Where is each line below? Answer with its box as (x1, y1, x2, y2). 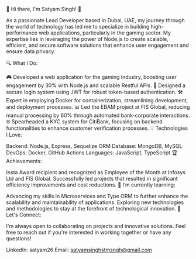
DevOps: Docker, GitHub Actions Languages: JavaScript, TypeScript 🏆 (6, 149, 178, 156)
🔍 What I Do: (6, 60, 38, 67)
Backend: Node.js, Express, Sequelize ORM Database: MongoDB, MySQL (6, 143, 183, 149)
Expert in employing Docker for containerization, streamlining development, (6, 97, 188, 103)
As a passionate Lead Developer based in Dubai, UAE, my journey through (6, 17, 185, 23)
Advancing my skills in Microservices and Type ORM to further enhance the (6, 193, 188, 199)
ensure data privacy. (6, 48, 56, 55)
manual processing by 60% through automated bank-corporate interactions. (6, 112, 190, 119)
